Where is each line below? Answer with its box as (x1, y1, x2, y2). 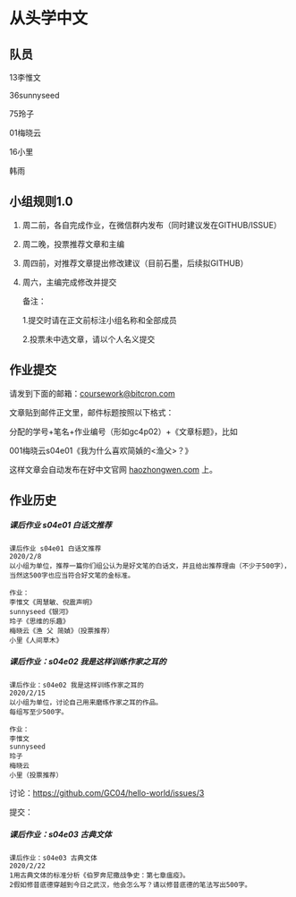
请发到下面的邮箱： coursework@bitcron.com (9, 388, 176, 398)
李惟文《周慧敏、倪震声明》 (9, 597, 97, 607)
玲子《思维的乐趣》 (9, 617, 70, 626)
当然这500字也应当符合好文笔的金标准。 (9, 570, 135, 580)
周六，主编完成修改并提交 (21, 277, 117, 287)
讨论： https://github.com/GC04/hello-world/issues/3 (9, 787, 205, 798)
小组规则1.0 (9, 194, 73, 209)
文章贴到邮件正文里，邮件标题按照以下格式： (9, 406, 174, 417)
